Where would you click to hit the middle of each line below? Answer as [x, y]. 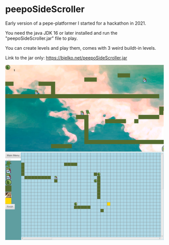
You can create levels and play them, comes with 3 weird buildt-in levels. [81, 48]
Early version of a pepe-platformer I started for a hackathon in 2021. [76, 23]
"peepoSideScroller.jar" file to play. [41, 38]
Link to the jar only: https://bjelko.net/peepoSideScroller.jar [66, 58]
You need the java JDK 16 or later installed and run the [61, 33]
